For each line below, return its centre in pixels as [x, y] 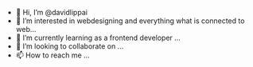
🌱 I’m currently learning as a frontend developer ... [98, 37]
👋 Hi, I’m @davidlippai [51, 12]
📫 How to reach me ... [53, 55]
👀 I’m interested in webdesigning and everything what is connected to [130, 21]
